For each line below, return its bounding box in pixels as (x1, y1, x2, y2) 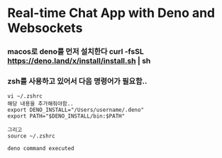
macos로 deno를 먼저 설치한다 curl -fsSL (7, 47, 144, 57)
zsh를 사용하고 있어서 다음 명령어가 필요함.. (7, 77, 148, 86)
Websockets (7, 20, 83, 36)
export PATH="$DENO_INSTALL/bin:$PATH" (7, 113, 126, 120)
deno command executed (7, 145, 74, 152)
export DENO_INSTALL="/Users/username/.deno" (7, 106, 144, 114)
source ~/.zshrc (7, 132, 55, 140)
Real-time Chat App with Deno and (7, 5, 216, 21)
